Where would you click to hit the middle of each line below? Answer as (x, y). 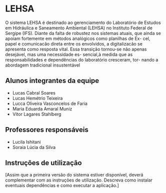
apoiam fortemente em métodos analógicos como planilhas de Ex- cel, (78, 38)
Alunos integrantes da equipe (52, 81)
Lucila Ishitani (26, 142)
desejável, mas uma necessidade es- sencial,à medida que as (69, 54)
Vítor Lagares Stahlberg (37, 114)
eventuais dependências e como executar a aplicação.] (62, 185)
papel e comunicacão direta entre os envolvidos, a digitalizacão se (74, 43)
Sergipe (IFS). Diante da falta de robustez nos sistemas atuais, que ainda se (83, 33)
